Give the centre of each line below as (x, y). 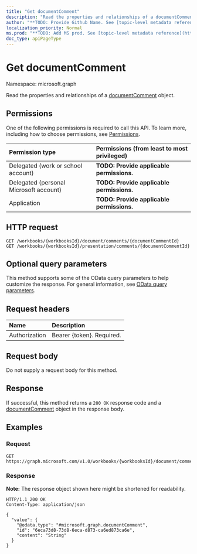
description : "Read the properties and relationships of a (80, 17)
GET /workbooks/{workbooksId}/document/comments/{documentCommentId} (93, 241)
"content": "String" (42, 535)
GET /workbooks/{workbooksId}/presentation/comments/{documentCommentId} (98, 246)
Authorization (28, 336)
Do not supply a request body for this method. (62, 370)
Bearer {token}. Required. (86, 336)
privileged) (112, 156)
